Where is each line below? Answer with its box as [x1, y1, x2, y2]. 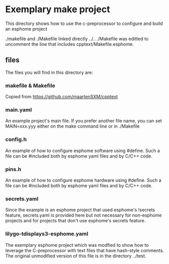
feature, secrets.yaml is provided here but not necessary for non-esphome [5, 212, 162, 218]
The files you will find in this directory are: [5, 69, 93, 75]
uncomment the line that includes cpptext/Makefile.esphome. [5, 41, 134, 47]
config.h [5, 136, 27, 143]
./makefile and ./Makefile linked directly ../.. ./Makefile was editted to [5, 36, 149, 42]
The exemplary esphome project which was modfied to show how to [5, 242, 149, 248]
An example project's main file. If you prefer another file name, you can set [5, 118, 162, 124]
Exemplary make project [5, 4, 110, 15]
